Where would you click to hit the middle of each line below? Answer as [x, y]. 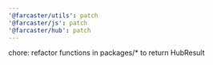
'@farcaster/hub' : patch [50, 30]
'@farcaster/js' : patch [48, 23]
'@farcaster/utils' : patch [53, 15]
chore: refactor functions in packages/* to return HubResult [107, 53]
